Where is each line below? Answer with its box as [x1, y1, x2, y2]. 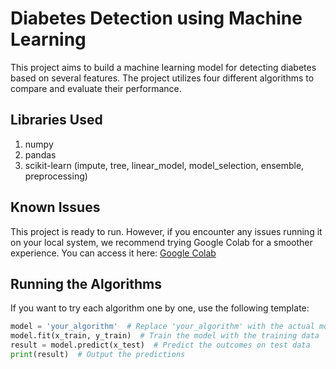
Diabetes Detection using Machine [10, 7, 303, 30]
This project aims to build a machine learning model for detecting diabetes [10, 61, 317, 73]
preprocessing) [24, 170, 88, 182]
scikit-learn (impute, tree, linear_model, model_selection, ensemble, [24, 159, 305, 171]
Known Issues [10, 199, 101, 216]
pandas [24, 148, 57, 161]
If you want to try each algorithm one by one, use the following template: [10, 302, 310, 314]
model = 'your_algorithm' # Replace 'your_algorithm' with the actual [10, 322, 315, 332]
